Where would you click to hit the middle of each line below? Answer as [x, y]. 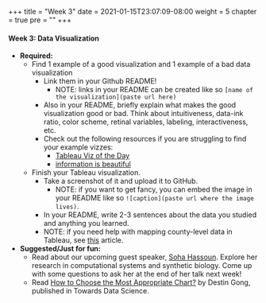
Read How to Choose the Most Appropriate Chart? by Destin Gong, [141, 282]
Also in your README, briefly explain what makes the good [140, 105]
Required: [36, 56]
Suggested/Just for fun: [60, 249]
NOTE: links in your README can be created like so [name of [154, 90]
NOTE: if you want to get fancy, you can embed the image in [154, 189]
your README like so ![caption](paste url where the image [154, 198]
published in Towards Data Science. [90, 291]
